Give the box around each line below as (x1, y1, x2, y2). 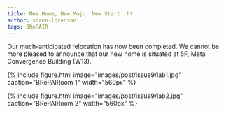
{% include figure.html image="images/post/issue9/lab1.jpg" (7, 71, 182, 79)
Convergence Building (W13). (7, 57, 92, 66)
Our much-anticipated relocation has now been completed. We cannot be (7, 43, 219, 51)
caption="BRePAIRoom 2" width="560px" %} (7, 99, 138, 108)
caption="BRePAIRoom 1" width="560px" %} (7, 78, 136, 87)
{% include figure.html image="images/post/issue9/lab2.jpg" (7, 92, 183, 100)
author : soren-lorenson (7, 17, 77, 24)
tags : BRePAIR (7, 23, 49, 30)
